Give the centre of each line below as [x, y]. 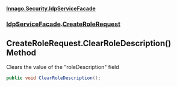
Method [21, 52]
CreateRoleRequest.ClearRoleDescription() [89, 43]
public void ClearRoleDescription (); [54, 78]
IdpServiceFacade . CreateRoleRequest [63, 24]
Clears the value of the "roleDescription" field [63, 67]
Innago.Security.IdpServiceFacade [51, 8]
